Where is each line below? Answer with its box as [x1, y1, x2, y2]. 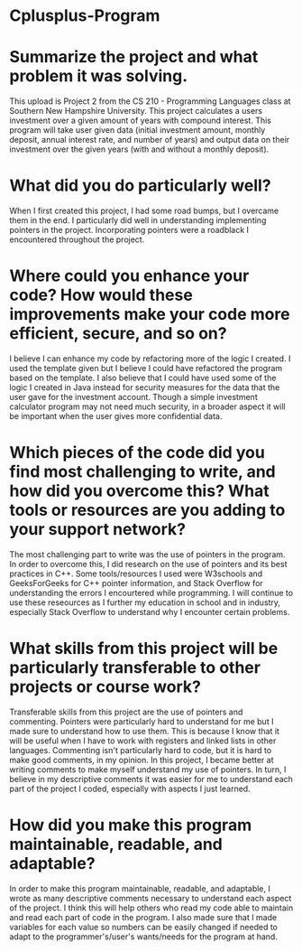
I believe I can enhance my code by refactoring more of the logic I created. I [9, 353, 291, 364]
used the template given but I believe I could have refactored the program [9, 363, 283, 373]
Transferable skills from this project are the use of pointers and [9, 706, 243, 717]
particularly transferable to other [9, 657, 261, 678]
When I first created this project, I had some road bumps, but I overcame [9, 205, 279, 217]
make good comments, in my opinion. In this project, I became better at [9, 754, 274, 765]
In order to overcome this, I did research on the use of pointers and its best [9, 558, 288, 569]
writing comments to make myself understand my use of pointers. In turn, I [9, 764, 287, 775]
